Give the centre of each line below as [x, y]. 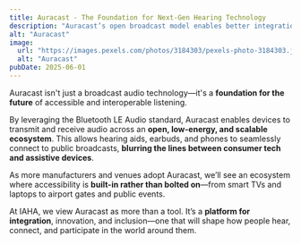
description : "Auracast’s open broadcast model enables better [130, 26]
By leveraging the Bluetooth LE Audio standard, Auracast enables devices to [150, 119]
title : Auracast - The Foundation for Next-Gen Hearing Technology [138, 17]
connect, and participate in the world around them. [103, 230]
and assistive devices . [52, 157]
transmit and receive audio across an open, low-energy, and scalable [139, 129]
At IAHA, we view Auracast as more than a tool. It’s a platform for [130, 211]
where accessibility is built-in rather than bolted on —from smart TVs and [146, 184]
